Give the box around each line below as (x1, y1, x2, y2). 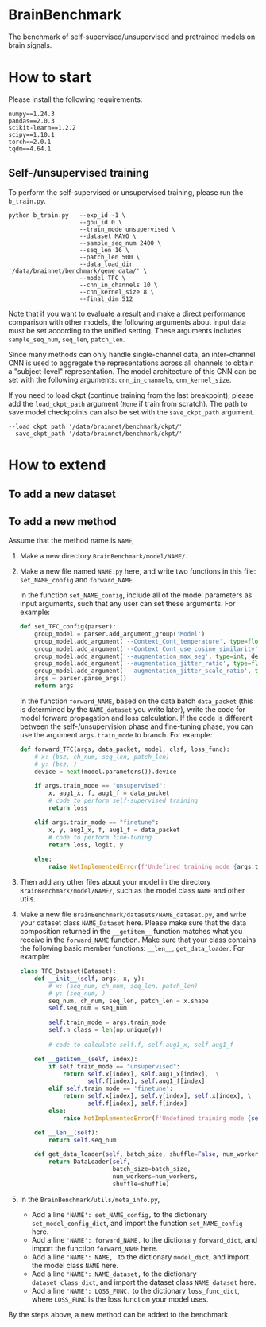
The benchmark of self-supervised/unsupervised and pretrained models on (8, 32, 256, 41)
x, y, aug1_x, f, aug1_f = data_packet (48, 826, 180, 834)
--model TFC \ (79, 274, 126, 282)
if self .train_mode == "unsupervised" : (48, 1062, 181, 1071)
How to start (8, 68, 91, 87)
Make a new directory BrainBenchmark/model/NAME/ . (19, 551, 188, 561)
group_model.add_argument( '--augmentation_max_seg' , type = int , (34, 652, 249, 660)
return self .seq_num (48, 1136, 117, 1144)
